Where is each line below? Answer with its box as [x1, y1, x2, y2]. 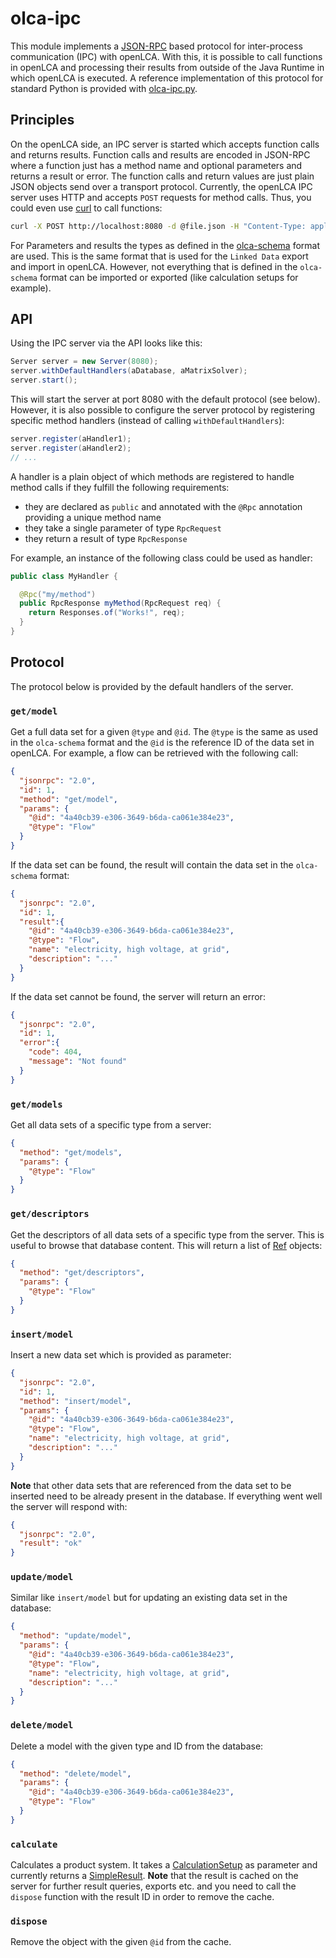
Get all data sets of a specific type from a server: [10, 1118, 212, 1131]
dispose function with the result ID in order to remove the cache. [10, 1891, 275, 1903]
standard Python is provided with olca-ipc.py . [10, 82, 198, 94]
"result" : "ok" [19, 1538, 83, 1549]
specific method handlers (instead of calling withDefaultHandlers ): [10, 415, 285, 427]
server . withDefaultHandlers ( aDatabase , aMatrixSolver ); [10, 366, 248, 376]
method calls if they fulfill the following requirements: [10, 481, 230, 493]
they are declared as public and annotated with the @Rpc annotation [24, 500, 303, 512]
